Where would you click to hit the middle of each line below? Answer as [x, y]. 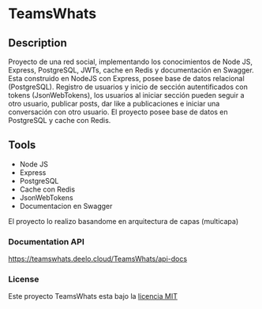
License [24, 279]
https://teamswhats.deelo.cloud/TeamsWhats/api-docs [98, 259]
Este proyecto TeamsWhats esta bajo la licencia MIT [93, 296]
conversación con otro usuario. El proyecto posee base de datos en [118, 112]
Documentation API [47, 241]
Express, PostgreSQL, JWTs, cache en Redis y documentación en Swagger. [131, 70]
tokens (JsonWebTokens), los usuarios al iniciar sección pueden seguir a [126, 95]
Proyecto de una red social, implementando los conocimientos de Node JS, [131, 61]
